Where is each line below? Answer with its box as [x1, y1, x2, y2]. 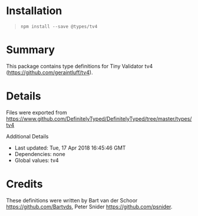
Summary [6, 43, 55, 57]
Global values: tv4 [14, 157, 59, 164]
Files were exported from [6, 109, 67, 116]
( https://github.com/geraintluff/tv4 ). [6, 69, 93, 76]
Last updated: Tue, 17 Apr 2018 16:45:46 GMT [14, 144, 126, 151]
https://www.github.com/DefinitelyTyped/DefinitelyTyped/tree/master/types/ [6, 115, 192, 122]
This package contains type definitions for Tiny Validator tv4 [6, 62, 153, 69]
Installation [6, 4, 62, 18]
